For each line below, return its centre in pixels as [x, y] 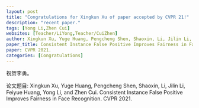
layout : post [22, 12]
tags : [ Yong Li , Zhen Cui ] [38, 28]
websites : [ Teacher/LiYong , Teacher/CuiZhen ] [62, 34]
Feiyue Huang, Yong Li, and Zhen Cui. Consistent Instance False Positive [94, 92]
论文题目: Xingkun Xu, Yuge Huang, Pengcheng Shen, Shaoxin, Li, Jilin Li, [96, 86]
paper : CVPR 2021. [29, 50]
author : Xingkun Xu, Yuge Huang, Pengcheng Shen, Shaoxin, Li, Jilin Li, [99, 39]
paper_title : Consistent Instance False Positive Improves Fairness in [96, 45]
